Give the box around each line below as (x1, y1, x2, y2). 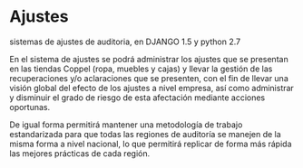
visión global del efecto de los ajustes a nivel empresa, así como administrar (9, 82, 295, 93)
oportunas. (9, 101, 51, 112)
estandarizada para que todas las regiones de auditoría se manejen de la (9, 128, 281, 139)
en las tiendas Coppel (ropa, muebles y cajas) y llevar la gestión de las (9, 63, 273, 74)
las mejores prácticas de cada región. (9, 147, 151, 159)
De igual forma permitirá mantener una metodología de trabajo (9, 119, 243, 130)
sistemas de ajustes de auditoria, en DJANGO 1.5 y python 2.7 (9, 36, 241, 47)
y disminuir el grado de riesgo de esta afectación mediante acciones (9, 92, 266, 103)
